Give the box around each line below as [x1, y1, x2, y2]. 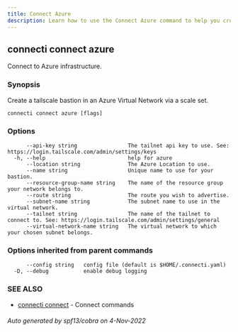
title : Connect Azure [7, 10, 72, 18]
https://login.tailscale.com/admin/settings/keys [7, 148, 157, 155]
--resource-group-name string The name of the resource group [25, 179, 223, 187]
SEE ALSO [7, 284, 43, 294]
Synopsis [7, 79, 40, 89]
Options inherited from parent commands [7, 245, 154, 255]
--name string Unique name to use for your [25, 167, 214, 174]
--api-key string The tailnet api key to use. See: [25, 142, 230, 149]
